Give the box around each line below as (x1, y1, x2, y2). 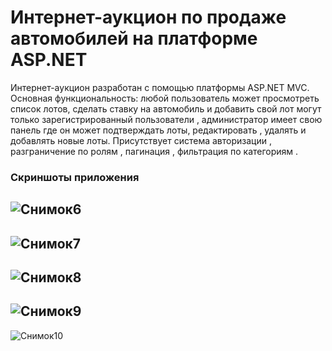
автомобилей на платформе (10, 27, 258, 50)
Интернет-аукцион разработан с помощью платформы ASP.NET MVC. (10, 81, 310, 93)
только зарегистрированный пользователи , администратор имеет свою (10, 113, 323, 125)
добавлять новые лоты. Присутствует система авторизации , (10, 134, 272, 146)
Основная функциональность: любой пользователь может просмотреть (10, 92, 320, 104)
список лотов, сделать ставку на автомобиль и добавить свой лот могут (10, 102, 322, 115)
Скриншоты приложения (10, 170, 140, 184)
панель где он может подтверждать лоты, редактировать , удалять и (10, 124, 307, 136)
